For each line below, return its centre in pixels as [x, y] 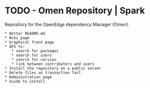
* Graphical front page [29, 42]
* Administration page [28, 77]
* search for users [31, 55]
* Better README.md [25, 33]
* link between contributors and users [53, 64]
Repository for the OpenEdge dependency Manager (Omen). [67, 24]
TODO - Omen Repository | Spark [75, 11]
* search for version [34, 60]
